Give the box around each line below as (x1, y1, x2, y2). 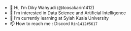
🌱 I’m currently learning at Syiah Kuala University (9, 15, 109, 21)
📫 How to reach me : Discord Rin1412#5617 (9, 21, 98, 27)
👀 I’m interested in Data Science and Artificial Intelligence (9, 10, 127, 16)
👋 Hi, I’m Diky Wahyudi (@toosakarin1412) (9, 5, 95, 10)
